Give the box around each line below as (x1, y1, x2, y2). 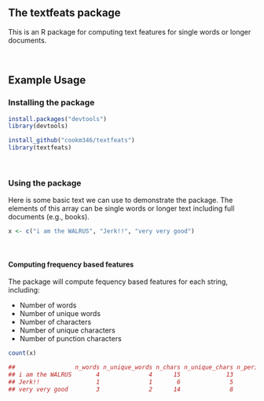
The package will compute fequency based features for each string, (8, 277, 228, 286)
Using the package (8, 177, 82, 188)
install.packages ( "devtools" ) (8, 115, 108, 123)
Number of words (19, 300, 77, 310)
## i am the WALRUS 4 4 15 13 (8, 371, 234, 379)
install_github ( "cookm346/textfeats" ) (8, 137, 135, 145)
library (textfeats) (8, 144, 72, 152)
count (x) (8, 349, 37, 357)
